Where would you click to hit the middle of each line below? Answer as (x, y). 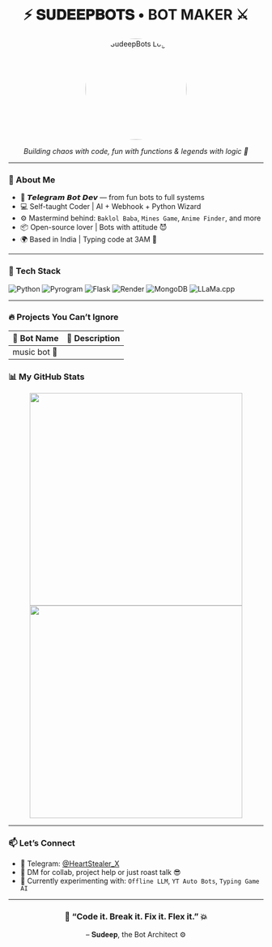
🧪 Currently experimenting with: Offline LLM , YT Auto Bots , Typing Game (140, 881)
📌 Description (93, 338)
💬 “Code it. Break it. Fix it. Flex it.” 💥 (136, 917)
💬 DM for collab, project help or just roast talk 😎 (100, 872)
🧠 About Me (32, 180)
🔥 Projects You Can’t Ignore (64, 318)
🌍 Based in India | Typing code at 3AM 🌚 (89, 240)
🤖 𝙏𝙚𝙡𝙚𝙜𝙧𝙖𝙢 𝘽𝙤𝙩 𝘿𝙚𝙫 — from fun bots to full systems (112, 198)
